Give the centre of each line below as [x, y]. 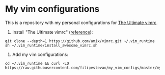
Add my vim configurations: [40, 54]
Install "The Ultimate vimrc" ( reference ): [53, 32]
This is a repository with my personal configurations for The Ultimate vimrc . [82, 23]
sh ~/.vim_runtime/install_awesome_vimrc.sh [51, 45]
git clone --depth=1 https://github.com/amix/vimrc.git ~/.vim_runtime [80, 41]
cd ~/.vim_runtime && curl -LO [37, 63]
